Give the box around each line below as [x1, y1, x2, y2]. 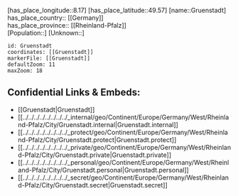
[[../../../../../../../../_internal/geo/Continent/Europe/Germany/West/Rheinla [17, 113, 229, 121]
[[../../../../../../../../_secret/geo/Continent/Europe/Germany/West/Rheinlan [17, 173, 229, 182]
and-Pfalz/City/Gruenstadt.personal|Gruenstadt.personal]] [17, 165, 190, 174]
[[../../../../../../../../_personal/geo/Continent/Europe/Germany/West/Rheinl [17, 158, 229, 166]
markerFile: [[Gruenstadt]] [7, 55, 91, 62]
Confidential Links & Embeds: [7, 87, 141, 99]
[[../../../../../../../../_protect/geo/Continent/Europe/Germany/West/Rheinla [17, 128, 229, 136]
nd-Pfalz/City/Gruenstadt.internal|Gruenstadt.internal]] [17, 120, 179, 129]
